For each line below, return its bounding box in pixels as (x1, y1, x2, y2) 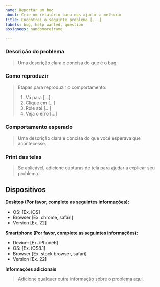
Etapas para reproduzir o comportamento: (17, 84, 107, 90)
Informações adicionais (5, 266, 57, 272)
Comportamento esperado (5, 123, 73, 130)
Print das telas (5, 153, 42, 160)
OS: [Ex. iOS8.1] (12, 245, 46, 252)
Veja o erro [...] (25, 110, 57, 117)
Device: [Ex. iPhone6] (12, 240, 59, 246)
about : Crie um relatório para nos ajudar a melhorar (5, 12, 123, 17)
